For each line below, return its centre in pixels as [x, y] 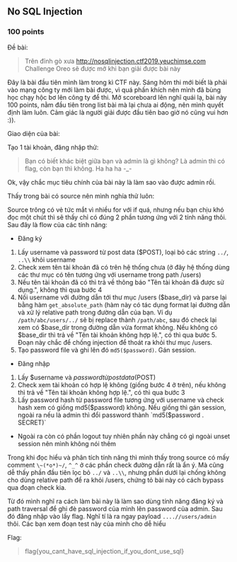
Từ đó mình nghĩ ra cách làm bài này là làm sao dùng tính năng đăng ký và [116, 501]
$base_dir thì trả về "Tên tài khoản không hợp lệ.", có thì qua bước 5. [117, 335]
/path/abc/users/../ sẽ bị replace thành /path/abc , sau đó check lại [117, 320]
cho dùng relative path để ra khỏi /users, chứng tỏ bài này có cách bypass [116, 480]
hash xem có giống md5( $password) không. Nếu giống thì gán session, [122, 407]
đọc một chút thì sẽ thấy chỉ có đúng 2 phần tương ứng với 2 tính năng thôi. [117, 217]
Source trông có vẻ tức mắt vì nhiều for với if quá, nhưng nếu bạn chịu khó [116, 210]
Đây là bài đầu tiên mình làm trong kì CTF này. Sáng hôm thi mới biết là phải [117, 82]
